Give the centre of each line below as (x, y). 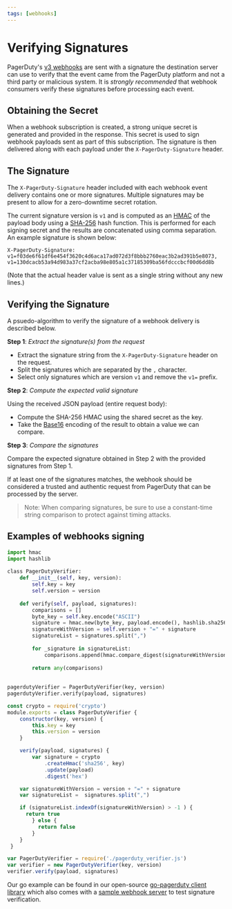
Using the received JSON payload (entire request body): (87, 404)
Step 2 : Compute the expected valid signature (73, 390)
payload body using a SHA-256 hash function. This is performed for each (112, 223)
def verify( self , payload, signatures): (78, 604)
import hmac (24, 552)
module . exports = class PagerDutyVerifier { (72, 712)
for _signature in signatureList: (81, 649)
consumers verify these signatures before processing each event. (101, 89)
